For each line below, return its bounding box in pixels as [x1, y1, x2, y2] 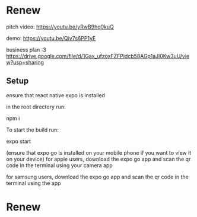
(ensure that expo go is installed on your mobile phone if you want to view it [6, 149, 192, 156]
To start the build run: [6, 126, 59, 133]
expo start [6, 138, 31, 145]
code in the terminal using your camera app [6, 161, 113, 169]
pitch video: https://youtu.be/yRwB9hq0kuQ [6, 23, 115, 30]
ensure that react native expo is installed [6, 91, 106, 98]
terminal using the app [6, 179, 61, 187]
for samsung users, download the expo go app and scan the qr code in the [6, 173, 189, 180]
